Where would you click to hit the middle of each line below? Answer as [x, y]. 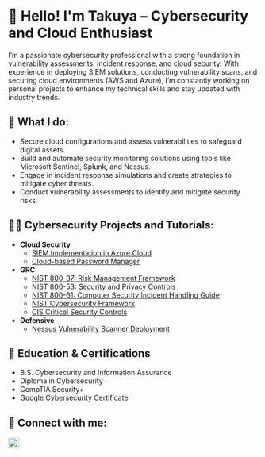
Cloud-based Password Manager [86, 261]
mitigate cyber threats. [56, 183]
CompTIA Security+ [52, 390]
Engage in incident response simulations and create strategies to [126, 175]
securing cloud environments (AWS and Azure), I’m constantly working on [129, 80]
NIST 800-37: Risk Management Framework [104, 278]
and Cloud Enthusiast [81, 33]
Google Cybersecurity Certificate [74, 398]
